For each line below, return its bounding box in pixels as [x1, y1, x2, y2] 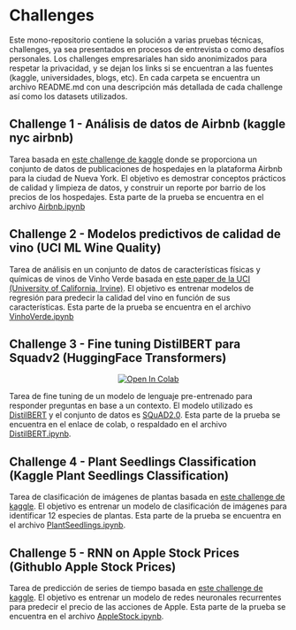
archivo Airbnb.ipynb [9, 201, 86, 211]
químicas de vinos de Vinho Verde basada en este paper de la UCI [9, 273, 251, 284]
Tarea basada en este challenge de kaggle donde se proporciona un [9, 154, 258, 165]
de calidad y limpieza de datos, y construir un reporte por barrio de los [9, 182, 267, 193]
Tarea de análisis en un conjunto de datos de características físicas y [9, 264, 261, 274]
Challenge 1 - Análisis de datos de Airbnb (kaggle [9, 117, 286, 132]
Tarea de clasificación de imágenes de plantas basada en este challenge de [9, 492, 285, 503]
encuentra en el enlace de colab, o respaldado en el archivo [9, 419, 227, 430]
